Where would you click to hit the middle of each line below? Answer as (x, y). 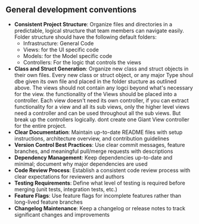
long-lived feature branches (48, 202)
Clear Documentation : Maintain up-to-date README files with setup (98, 132)
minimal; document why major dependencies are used (81, 164)
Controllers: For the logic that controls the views (82, 62)
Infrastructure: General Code (58, 43)
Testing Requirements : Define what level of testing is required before (100, 183)
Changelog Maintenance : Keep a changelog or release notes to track (100, 208)
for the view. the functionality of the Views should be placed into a (95, 94)
